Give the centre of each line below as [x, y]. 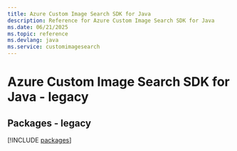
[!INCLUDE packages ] [39, 140]
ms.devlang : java [33, 40]
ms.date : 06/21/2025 [38, 27]
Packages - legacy [49, 123]
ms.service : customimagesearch [54, 47]
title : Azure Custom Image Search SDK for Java [79, 14]
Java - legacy [48, 97]
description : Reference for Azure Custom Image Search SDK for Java [111, 21]
